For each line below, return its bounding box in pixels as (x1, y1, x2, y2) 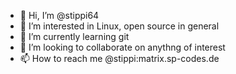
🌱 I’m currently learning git (19, 31, 130, 42)
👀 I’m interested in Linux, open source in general (19, 20, 220, 32)
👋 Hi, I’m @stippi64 (19, 10, 100, 21)
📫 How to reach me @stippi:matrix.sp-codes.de (19, 53, 220, 64)
